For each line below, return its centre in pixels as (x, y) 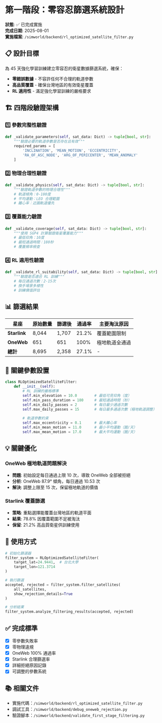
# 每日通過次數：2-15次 (35, 281)
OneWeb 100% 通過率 (34, 653)
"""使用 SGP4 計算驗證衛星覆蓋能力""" (49, 233)
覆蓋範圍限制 (111, 333)
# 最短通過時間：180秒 (34, 242)
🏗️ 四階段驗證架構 (32, 108)
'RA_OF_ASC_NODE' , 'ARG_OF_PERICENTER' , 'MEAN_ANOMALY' (80, 155)
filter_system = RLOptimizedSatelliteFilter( (52, 558)
